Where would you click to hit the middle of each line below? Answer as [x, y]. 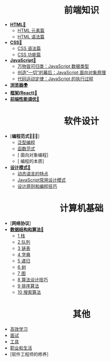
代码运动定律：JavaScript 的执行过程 [55, 79]
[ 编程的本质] [30, 161]
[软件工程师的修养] [29, 354]
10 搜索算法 [29, 292]
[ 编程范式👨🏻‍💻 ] [25, 136]
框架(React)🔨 [23, 93]
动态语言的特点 [33, 173]
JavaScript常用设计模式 [41, 180]
